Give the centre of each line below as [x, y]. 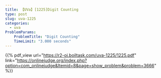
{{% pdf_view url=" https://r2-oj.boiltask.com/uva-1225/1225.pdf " [71, 55]
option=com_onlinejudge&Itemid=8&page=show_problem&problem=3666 [80, 65]
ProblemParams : [21, 32]
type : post [16, 14]
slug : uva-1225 [21, 19]
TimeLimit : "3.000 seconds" [42, 41]
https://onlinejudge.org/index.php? [52, 60]
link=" [11, 60]
